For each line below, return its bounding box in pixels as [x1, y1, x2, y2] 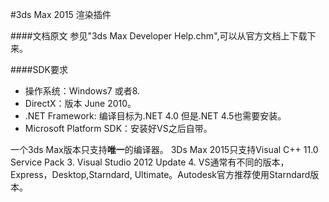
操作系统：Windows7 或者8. [24, 85, 141, 97]
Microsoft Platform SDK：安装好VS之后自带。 [24, 123, 213, 134]
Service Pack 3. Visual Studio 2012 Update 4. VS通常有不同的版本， [10, 156, 290, 168]
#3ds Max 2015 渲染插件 [10, 9, 112, 20]
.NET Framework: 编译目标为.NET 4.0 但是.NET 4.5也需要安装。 [24, 110, 287, 122]
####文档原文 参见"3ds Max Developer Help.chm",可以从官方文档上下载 [10, 30, 308, 42]
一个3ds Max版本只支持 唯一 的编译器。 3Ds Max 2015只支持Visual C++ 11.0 [10, 144, 319, 155]
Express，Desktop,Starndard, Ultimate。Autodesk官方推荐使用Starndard [10, 169, 311, 180]
